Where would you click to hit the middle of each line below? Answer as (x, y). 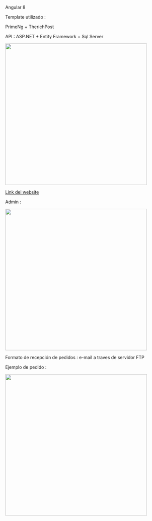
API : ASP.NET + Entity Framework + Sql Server (54, 36)
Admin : (13, 202)
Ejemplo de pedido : (26, 367)
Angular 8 (15, 7)
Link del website (22, 192)
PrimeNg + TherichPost (30, 27)
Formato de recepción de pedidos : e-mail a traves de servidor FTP (75, 357)
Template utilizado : (26, 17)
